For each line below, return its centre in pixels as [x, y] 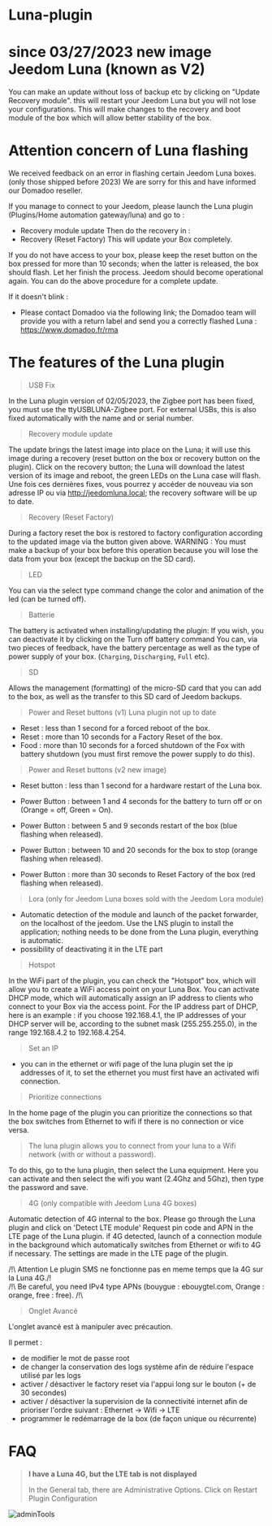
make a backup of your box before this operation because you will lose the [133, 550]
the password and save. [48, 1187]
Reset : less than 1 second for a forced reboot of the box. [115, 728]
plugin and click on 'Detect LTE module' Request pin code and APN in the [131, 1228]
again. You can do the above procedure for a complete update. [113, 281]
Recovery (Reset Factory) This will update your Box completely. [126, 239]
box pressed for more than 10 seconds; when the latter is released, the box [134, 264]
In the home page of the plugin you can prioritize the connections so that [130, 1113]
